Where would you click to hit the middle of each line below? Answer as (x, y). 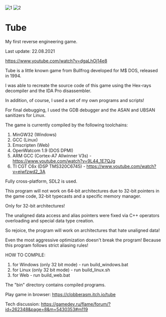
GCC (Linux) (25, 140)
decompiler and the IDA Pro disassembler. (48, 91)
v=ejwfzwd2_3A (29, 171)
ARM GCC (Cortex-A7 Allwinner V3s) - (52, 156)
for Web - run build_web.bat (41, 275)
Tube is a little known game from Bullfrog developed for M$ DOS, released (82, 70)
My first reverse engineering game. (41, 41)
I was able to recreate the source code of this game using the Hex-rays (78, 85)
